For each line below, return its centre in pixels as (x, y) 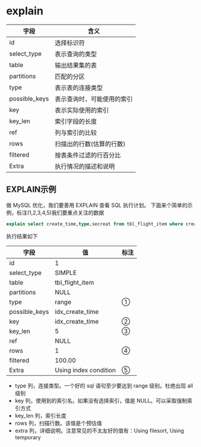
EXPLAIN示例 (31, 190)
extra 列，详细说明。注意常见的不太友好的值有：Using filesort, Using (99, 430)
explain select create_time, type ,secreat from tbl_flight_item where (95, 224)
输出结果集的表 (76, 65)
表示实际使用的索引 (82, 110)
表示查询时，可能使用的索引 (94, 99)
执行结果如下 (22, 236)
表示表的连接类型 (79, 87)
